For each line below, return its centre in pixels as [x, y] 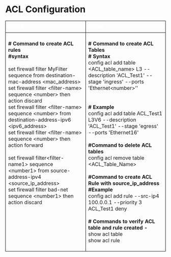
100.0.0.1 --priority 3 [115, 202]
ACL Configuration [46, 9]
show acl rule [104, 240]
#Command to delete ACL [120, 145]
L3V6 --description [112, 119]
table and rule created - [118, 228]
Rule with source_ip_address [124, 183]
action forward [26, 145]
